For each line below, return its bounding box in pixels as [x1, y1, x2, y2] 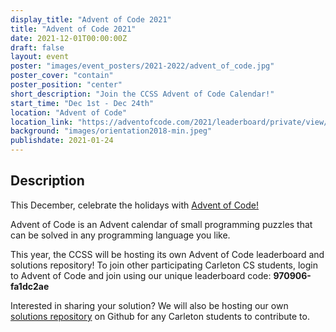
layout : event [10, 52, 70, 62]
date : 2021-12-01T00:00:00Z [10, 33, 128, 43]
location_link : [10, 117, 74, 127]
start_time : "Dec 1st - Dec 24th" [10, 98, 155, 108]
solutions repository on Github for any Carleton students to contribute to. [10, 310, 310, 322]
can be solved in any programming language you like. [10, 229, 231, 241]
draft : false [10, 42, 65, 53]
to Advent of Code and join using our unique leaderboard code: [10, 269, 272, 281]
